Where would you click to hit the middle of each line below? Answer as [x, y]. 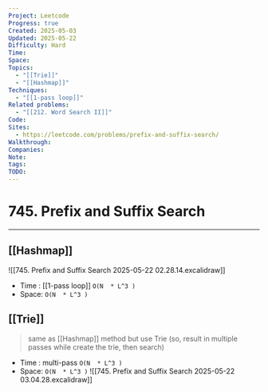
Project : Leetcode [39, 16]
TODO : [17, 172]
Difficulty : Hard [37, 46]
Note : [17, 157]
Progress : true [33, 23]
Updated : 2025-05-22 [43, 38]
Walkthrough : [30, 142]
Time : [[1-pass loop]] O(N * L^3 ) [77, 286]
